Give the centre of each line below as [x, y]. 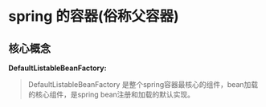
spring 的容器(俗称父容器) [94, 16]
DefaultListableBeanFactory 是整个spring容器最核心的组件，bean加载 [143, 84]
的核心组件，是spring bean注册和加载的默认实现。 [111, 94]
